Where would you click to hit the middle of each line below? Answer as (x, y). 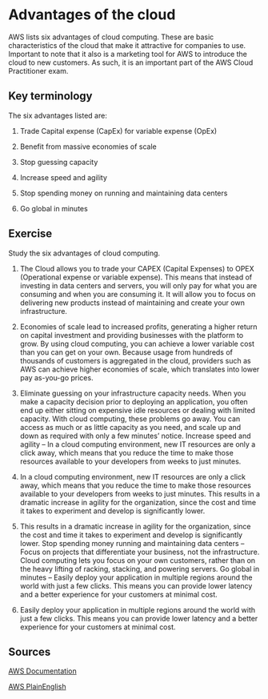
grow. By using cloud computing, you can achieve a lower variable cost (137, 343)
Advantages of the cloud (92, 15)
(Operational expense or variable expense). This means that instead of (136, 277)
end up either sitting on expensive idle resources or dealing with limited (138, 410)
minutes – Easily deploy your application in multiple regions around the (136, 577)
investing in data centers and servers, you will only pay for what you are (138, 285)
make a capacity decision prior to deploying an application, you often (134, 401)
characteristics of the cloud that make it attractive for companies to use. (127, 45)
